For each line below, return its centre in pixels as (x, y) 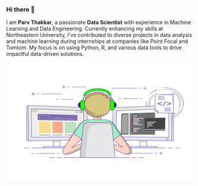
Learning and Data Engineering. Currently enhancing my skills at (85, 29)
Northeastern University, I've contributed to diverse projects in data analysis (99, 35)
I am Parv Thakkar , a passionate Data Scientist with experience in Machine (99, 23)
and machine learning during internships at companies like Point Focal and (97, 42)
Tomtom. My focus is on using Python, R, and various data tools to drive (94, 48)
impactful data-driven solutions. (45, 54)
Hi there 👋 (21, 10)
